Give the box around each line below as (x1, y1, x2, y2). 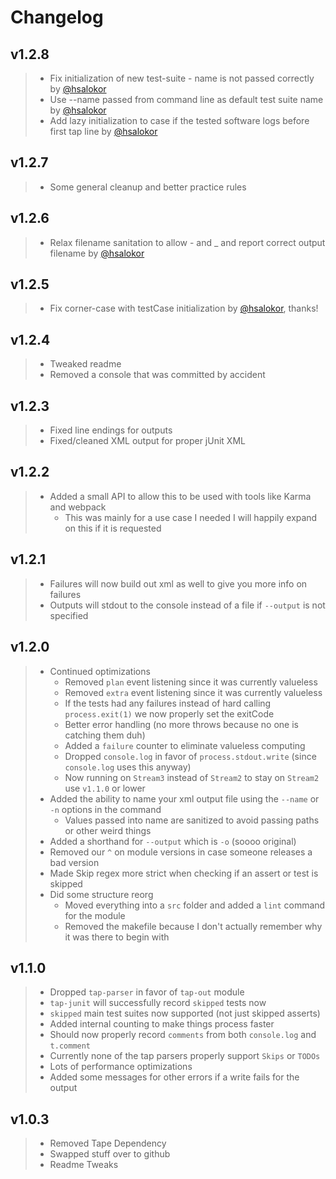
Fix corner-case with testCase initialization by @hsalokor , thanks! (49, 302, 319, 315)
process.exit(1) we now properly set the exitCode (64, 707, 275, 720)
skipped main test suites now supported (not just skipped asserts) (49, 1007, 321, 1020)
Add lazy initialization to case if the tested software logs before (49, 115, 310, 126)
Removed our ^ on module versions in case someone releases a (49, 846, 313, 858)
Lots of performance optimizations (49, 1061, 193, 1073)
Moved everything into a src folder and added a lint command (64, 899, 326, 911)
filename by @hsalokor (49, 247, 145, 259)
